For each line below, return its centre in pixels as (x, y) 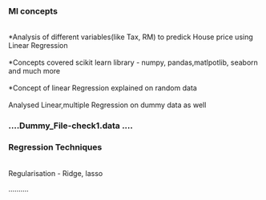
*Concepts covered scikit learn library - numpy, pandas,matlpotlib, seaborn (133, 62)
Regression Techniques (55, 147)
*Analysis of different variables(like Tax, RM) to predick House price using (131, 37)
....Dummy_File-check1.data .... (71, 126)
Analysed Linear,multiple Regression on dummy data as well (107, 105)
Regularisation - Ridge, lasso (56, 173)
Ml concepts (33, 11)
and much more (34, 71)
